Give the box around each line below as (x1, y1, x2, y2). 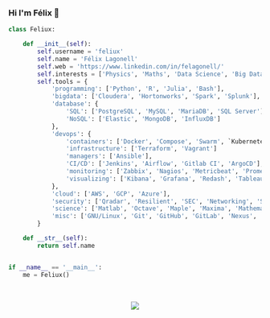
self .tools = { (37, 77, 88, 85)
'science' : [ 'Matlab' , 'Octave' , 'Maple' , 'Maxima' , (51, 204, 231, 213)
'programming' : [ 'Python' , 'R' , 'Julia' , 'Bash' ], (51, 85, 225, 93)
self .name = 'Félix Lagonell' (37, 55, 138, 63)
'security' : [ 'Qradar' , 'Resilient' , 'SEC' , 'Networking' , (51, 197, 253, 205)
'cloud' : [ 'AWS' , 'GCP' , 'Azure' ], (51, 189, 171, 198)
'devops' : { (51, 130, 92, 138)
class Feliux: (8, 26, 56, 34)
